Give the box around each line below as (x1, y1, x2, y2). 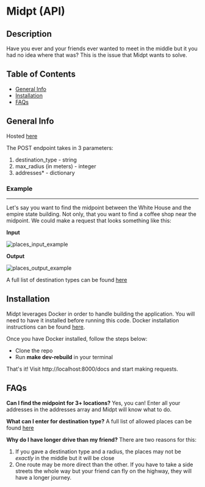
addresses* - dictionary (15, 169, 75, 176)
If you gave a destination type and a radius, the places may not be (15, 448, 181, 455)
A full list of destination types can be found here (6, 276, 128, 283)
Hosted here (6, 132, 38, 139)
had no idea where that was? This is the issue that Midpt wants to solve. (6, 51, 187, 59)
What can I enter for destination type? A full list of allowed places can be (6, 417, 192, 425)
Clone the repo (15, 347, 53, 354)
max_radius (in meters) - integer (15, 162, 96, 169)
